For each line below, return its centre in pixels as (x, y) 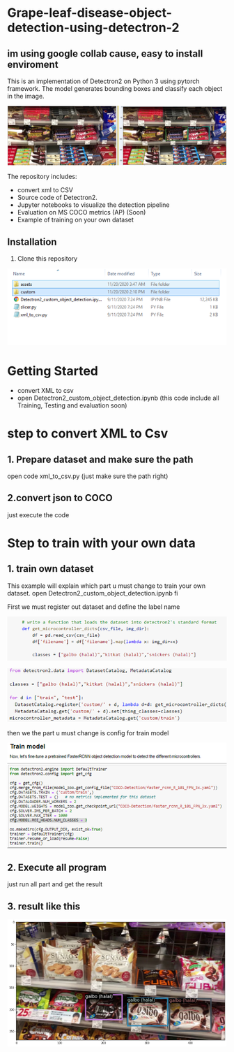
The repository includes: (42, 177)
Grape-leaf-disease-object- (90, 13)
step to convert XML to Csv (88, 434)
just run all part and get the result (55, 884)
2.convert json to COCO (60, 498)
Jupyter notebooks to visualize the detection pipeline (93, 205)
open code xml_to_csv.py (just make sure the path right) (88, 476)
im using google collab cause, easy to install (105, 53)
